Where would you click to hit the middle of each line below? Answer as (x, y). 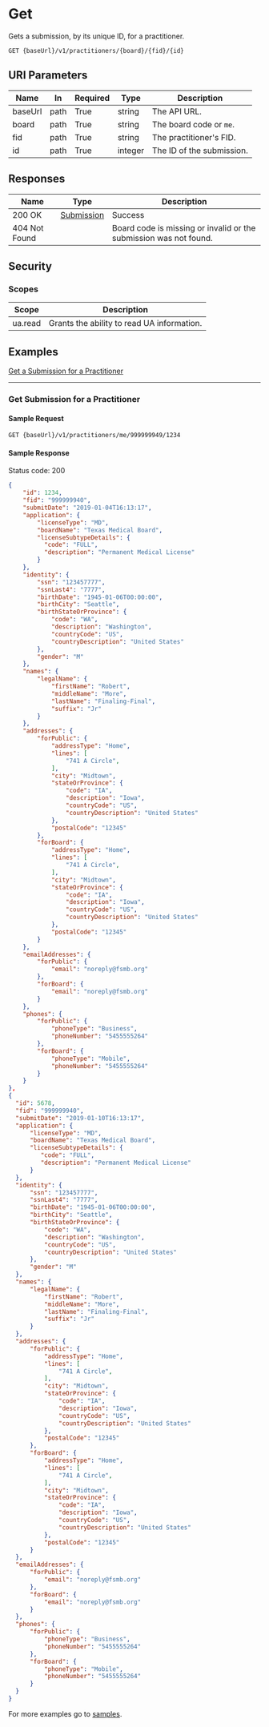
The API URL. (177, 111)
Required (92, 98)
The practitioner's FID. (194, 137)
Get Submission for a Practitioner (74, 399)
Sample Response (39, 452)
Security (30, 266)
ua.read (27, 323)
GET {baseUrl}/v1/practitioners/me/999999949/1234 (94, 436)
